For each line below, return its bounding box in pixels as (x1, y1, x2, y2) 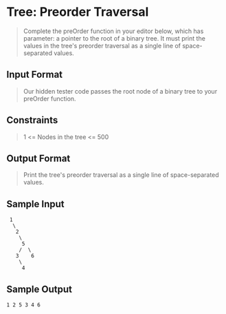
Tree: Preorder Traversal (6, 4, 149, 20)
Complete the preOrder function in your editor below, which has (23, 27, 204, 35)
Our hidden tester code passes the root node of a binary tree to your (23, 87, 218, 95)
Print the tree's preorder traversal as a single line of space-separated (23, 171, 219, 179)
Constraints (6, 114, 58, 126)
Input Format (6, 69, 63, 81)
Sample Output (6, 283, 73, 295)
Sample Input (6, 198, 65, 210)
